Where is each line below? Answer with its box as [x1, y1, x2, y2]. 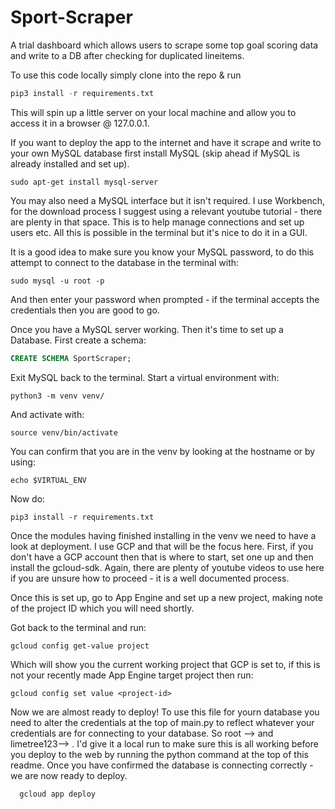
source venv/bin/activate [10, 427, 118, 438]
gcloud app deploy [19, 789, 97, 799]
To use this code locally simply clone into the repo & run [10, 69, 242, 81]
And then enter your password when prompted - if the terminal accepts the [10, 293, 320, 305]
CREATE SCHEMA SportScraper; [10, 353, 132, 363]
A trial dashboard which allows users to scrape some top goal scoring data [10, 39, 319, 51]
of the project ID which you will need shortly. [10, 602, 195, 614]
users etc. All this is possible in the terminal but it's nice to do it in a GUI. [10, 226, 308, 238]
